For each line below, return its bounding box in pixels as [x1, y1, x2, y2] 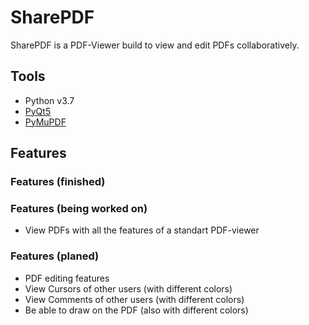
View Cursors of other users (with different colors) [24, 282, 233, 295]
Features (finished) [10, 175, 106, 189]
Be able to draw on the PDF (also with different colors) [24, 304, 249, 316]
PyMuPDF [24, 116, 67, 128]
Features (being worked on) [10, 201, 148, 215]
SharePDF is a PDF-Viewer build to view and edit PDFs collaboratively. [10, 39, 300, 51]
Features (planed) [10, 249, 100, 263]
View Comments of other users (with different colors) [24, 293, 245, 305]
